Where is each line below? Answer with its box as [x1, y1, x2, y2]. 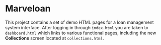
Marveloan [5, 3, 51, 14]
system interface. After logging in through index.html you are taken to [5, 24, 149, 30]
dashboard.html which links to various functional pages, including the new [5, 30, 157, 36]
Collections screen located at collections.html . [5, 35, 104, 41]
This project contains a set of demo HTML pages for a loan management [5, 19, 154, 25]
